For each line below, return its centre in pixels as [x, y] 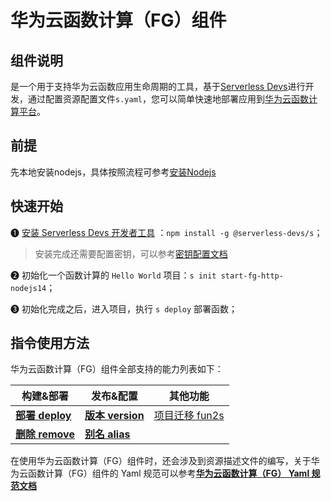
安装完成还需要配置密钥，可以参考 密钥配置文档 [131, 253]
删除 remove [45, 434]
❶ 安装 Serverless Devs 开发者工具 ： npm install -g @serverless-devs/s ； [166, 232]
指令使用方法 [50, 343]
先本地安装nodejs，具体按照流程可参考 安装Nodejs [113, 172]
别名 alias [107, 434]
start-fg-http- [252, 276]
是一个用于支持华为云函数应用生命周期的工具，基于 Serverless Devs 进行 [158, 86]
